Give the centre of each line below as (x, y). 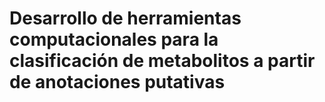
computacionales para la (114, 39)
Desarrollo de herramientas (125, 18)
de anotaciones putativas (117, 82)
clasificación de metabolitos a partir (162, 61)
